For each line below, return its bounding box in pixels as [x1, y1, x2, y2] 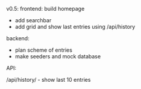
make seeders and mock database [14, 53, 101, 60]
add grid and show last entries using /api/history [14, 23, 136, 30]
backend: [6, 35, 30, 41]
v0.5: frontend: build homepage [6, 5, 85, 12]
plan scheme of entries [14, 46, 72, 54]
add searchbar [14, 17, 52, 23]
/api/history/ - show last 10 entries [6, 76, 91, 83]
